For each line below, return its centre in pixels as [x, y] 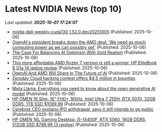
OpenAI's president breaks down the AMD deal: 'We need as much [79, 42]
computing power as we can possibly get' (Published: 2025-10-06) [79, 47]
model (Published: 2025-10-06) [43, 94]
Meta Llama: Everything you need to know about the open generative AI [84, 88]
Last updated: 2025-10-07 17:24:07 [41, 22]
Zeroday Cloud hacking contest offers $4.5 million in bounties [74, 78]
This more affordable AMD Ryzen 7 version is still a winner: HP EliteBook [84, 63]
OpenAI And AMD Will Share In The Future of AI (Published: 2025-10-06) [85, 73]
